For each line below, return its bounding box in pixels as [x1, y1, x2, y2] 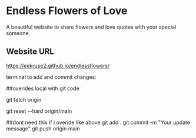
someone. [6, 29, 31, 36]
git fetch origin [6, 96, 42, 103]
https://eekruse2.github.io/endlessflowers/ [6, 62, 110, 69]
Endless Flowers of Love [6, 4, 128, 18]
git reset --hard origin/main [6, 107, 72, 115]
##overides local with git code [6, 85, 79, 92]
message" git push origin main [6, 125, 81, 132]
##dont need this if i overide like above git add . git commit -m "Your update [6, 119, 190, 126]
